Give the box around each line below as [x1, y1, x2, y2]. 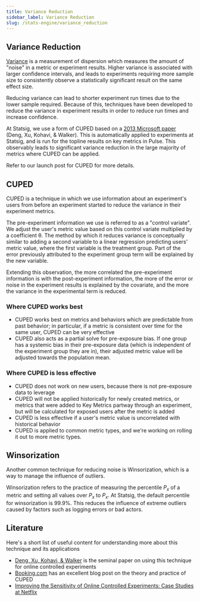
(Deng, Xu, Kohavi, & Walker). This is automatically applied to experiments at [6, 132, 194, 139]
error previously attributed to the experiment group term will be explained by [6, 251, 194, 258]
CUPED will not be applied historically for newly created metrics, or [14, 395, 180, 402]
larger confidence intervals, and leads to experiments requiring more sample [6, 70, 194, 77]
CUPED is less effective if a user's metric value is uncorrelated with [14, 414, 180, 421]
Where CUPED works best [6, 302, 83, 310]
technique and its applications [6, 545, 80, 552]
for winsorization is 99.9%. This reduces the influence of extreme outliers [6, 500, 187, 506]
